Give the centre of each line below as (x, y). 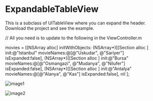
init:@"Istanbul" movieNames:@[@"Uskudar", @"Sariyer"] (65, 53)
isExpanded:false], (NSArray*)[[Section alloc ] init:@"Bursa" (67, 58)
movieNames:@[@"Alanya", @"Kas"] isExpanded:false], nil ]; (67, 74)
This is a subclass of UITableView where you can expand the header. (76, 23)
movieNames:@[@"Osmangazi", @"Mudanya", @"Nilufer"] (65, 63)
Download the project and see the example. (50, 28)
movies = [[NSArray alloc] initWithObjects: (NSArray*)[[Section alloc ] (77, 47)
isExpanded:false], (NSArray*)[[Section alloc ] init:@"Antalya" (69, 69)
